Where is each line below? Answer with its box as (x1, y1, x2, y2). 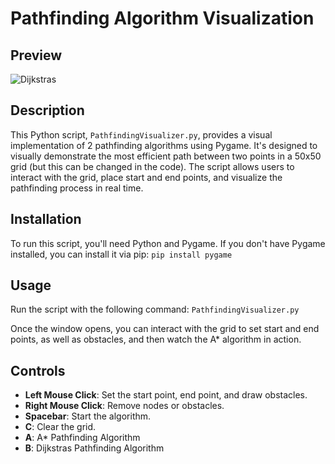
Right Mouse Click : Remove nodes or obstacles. (24, 400, 225, 412)
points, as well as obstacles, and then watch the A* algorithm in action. (10, 333, 302, 346)
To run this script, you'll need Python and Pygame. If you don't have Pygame (10, 237, 326, 249)
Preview (10, 47, 63, 64)
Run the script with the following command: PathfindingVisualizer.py (10, 303, 300, 316)
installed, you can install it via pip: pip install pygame (10, 248, 233, 260)
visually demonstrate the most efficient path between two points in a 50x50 (10, 150, 322, 162)
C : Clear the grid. (24, 421, 97, 433)
